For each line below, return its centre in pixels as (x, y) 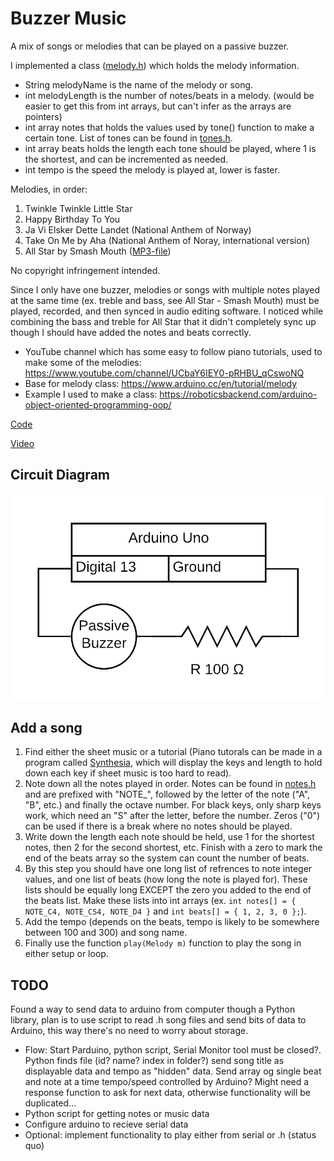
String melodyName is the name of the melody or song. (139, 84)
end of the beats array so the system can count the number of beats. (167, 858)
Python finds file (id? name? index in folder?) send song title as (154, 1060)
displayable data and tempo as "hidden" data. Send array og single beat (173, 1071)
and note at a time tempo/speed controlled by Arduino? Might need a (167, 1081)
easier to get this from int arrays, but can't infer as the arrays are (158, 106)
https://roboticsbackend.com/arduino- (238, 394)
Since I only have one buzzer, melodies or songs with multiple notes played (165, 289)
